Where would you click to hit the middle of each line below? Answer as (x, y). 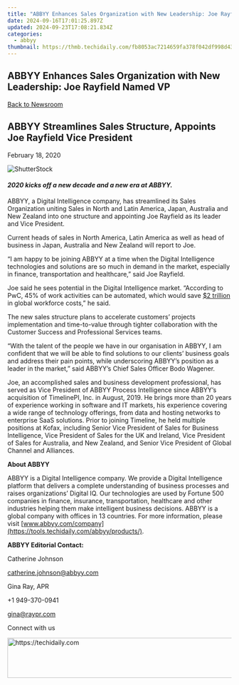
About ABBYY (28, 464)
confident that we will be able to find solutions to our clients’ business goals (118, 353)
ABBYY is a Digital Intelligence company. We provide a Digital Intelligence (115, 478)
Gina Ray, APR (28, 586)
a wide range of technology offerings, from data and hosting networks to (114, 412)
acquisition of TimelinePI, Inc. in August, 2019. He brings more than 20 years (119, 397)
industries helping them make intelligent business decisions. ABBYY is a (113, 508)
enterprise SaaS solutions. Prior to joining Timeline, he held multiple (107, 420)
